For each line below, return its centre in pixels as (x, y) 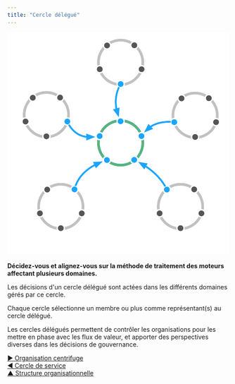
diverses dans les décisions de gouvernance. (73, 344)
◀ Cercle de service (37, 365)
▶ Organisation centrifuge (45, 358)
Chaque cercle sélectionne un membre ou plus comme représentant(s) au (114, 308)
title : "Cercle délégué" (44, 15)
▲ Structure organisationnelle (50, 373)
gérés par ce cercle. (36, 294)
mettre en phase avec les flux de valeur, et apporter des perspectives (108, 337)
